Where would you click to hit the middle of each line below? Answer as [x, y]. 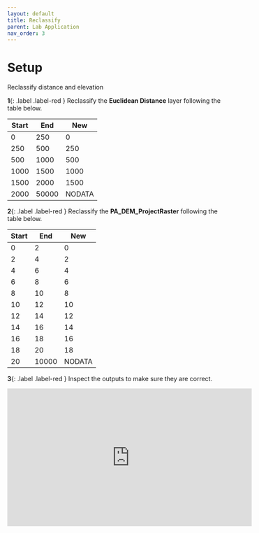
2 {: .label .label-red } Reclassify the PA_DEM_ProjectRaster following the [112, 211]
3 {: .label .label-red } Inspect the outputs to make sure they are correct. [110, 379]
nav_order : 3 [26, 33]
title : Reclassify [34, 20]
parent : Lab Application [43, 27]
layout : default [31, 14]
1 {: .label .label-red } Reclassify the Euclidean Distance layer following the [114, 101]
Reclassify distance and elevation [55, 87]
